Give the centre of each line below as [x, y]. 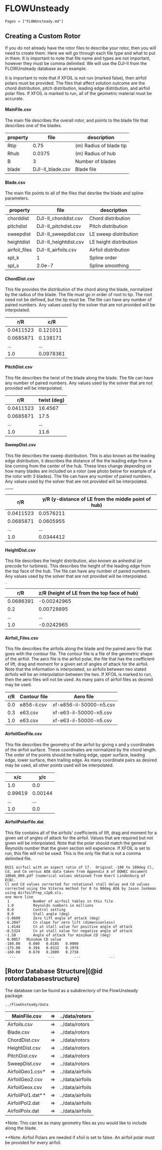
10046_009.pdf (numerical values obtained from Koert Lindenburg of [75, 876]
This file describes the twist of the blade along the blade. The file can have [79, 378]
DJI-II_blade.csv [52, 169]
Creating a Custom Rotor [43, 36]
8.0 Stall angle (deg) [38, 914]
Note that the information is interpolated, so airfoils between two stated [76, 669]
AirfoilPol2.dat [24, 1103]
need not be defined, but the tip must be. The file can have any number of [78, 300]
